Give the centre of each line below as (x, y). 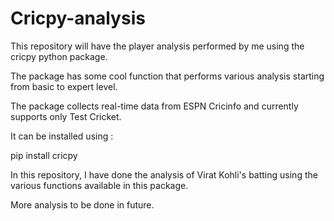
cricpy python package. (59, 56)
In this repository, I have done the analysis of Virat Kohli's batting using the (164, 174)
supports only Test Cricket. (66, 116)
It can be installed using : (62, 136)
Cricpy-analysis (78, 18)
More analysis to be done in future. (82, 204)
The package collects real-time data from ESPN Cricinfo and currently (154, 106)
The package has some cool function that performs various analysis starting (167, 76)
